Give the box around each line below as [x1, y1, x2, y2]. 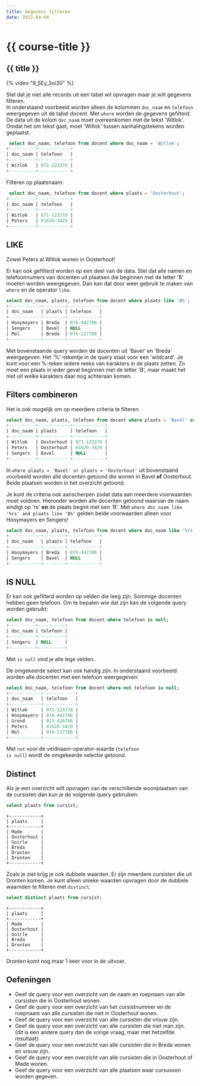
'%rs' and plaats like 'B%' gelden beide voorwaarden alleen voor [6, 509, 171, 517]
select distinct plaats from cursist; [6, 895, 102, 901]
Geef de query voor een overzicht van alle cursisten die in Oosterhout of [14, 1054, 193, 1061]
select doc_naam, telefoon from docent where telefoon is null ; [6, 617, 169, 623]
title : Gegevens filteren [6, 8, 70, 15]
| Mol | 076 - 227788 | [6, 729, 79, 735]
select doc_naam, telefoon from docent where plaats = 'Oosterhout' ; [8, 190, 185, 196]
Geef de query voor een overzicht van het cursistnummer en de [14, 1003, 171, 1010]
